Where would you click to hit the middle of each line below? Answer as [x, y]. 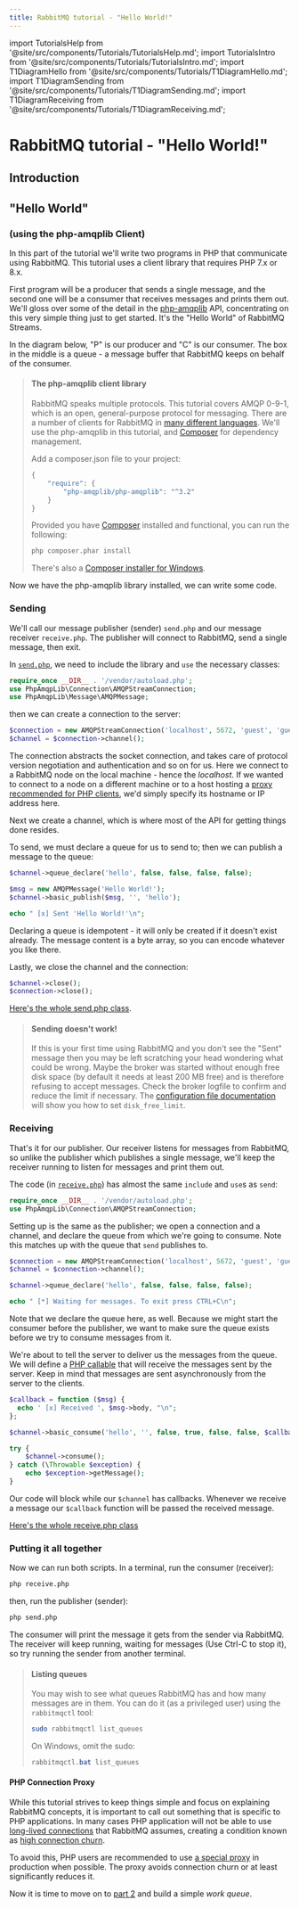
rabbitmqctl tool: [62, 1713]
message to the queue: [51, 857]
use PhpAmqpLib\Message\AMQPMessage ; [79, 697]
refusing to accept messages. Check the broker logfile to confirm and [158, 1086]
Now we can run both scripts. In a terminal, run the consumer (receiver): [141, 1568]
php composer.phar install [81, 551]
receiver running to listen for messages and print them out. [117, 1167]
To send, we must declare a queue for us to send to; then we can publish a [146, 847]
